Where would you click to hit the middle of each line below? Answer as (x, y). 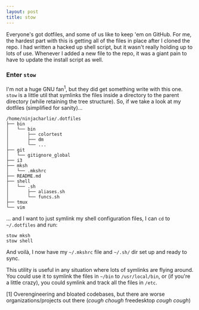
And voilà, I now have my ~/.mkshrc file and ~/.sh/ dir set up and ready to (97, 252)
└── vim (16, 207)
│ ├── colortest (34, 135)
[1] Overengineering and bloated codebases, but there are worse (85, 294)
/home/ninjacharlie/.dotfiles (44, 119)
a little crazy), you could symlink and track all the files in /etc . (82, 283)
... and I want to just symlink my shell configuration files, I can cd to (88, 219)
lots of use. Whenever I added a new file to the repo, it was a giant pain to (97, 53)
